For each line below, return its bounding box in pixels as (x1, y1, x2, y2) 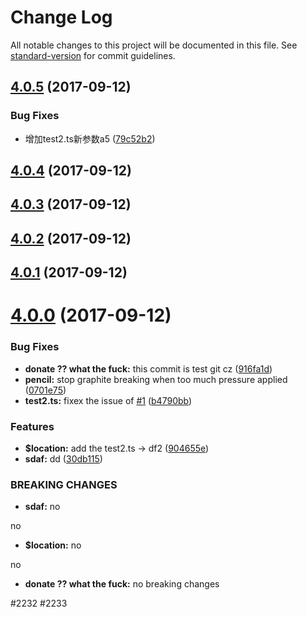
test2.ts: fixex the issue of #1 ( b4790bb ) (24, 394, 193, 406)
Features (10, 419, 55, 433)
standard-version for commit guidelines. (10, 49, 176, 61)
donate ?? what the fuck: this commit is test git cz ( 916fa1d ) (24, 362, 273, 375)
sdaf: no (24, 501, 61, 513)
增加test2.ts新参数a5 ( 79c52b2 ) (24, 132, 156, 145)
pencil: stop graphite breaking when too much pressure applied (24, 373, 288, 385)
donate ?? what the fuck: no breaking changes (24, 578, 220, 590)
